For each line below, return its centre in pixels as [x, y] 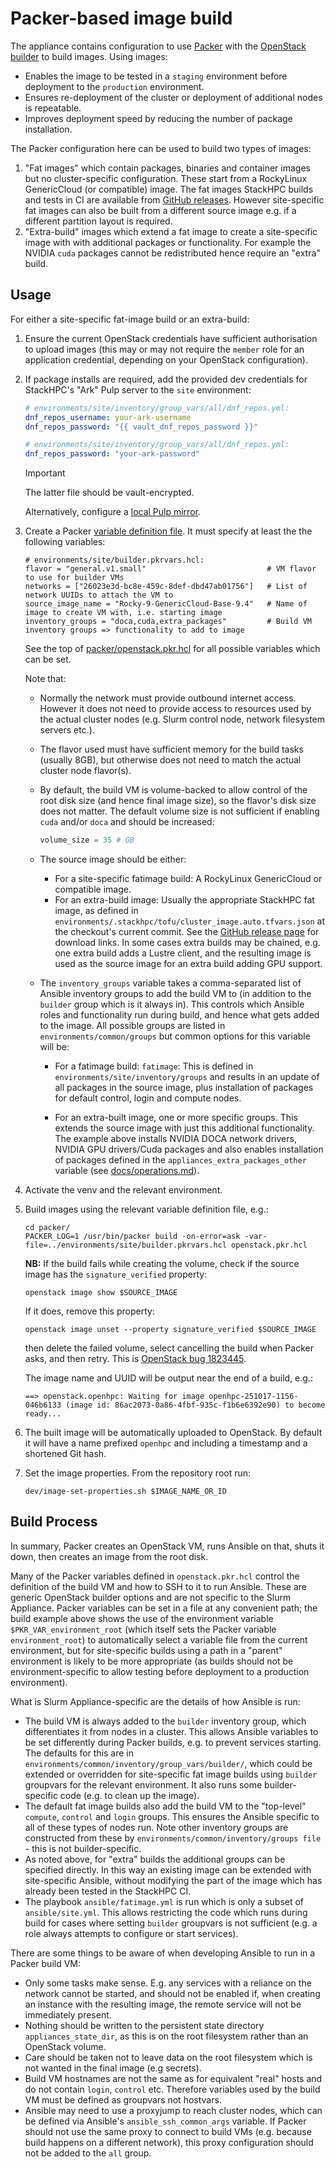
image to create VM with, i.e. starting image [123, 613]
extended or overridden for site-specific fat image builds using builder [171, 1774]
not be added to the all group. [88, 2153]
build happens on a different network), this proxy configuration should [169, 2142]
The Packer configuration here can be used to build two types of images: [161, 148]
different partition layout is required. [98, 221]
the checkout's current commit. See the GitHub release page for [187, 931]
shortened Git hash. [65, 1453]
